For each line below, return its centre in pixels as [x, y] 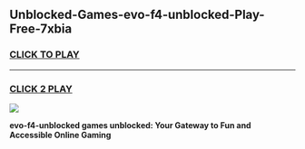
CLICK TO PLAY [44, 55]
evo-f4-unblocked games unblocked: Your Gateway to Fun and [130, 125]
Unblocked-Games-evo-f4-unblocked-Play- [137, 15]
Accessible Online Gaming [60, 135]
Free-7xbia [41, 29]
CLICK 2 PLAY [41, 88]
